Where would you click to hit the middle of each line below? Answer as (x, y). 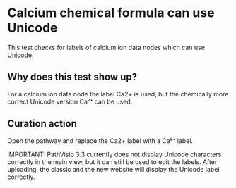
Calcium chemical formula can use (111, 13)
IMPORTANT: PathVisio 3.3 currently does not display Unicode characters (114, 154)
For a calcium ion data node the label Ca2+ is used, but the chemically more (118, 94)
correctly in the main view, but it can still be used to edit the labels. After (112, 162)
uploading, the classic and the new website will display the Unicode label (113, 169)
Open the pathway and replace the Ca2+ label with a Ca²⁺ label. (100, 140)
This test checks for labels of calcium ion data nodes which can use (106, 47)
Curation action (42, 124)
